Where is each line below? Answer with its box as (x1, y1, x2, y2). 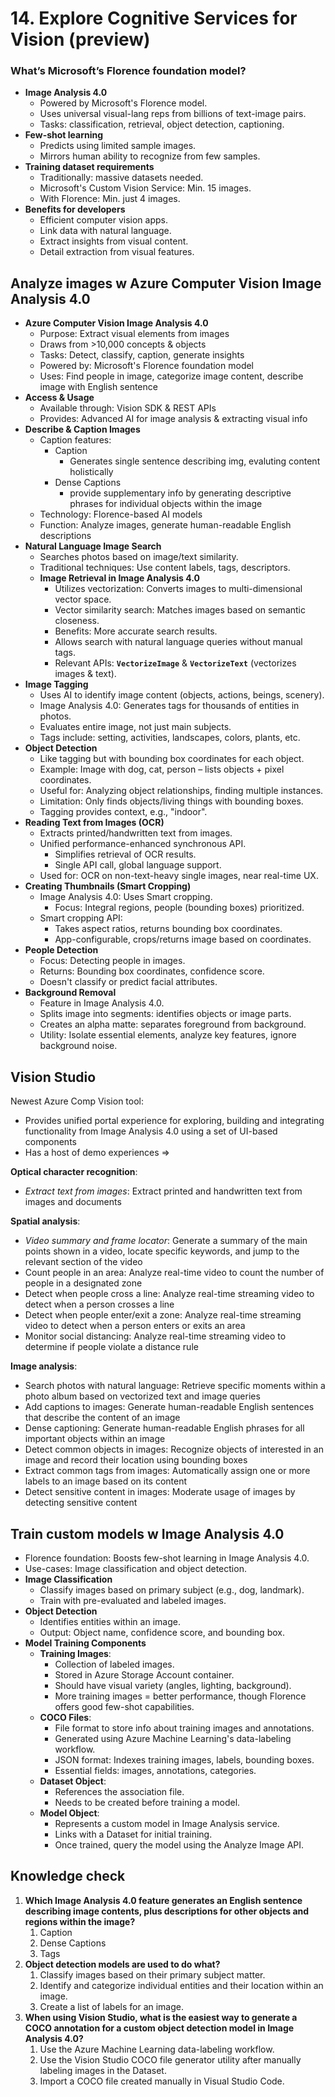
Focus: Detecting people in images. (39, 955, 186, 967)
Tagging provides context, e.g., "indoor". (39, 806, 208, 818)
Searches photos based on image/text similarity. (39, 551, 239, 563)
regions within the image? (24, 1915, 136, 1927)
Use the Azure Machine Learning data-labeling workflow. (39, 2043, 275, 2055)
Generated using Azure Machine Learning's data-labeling (54, 1732, 292, 1744)
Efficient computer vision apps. (39, 214, 168, 226)
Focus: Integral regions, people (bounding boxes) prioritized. (54, 902, 305, 914)
